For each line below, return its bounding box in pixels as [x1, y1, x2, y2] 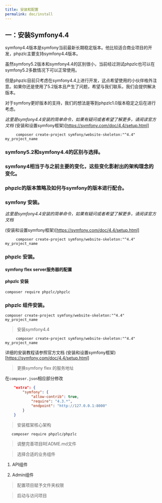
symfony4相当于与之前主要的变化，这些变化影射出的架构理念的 [5, 163, 154, 170]
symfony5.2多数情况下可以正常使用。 [5, 67, 80, 73]
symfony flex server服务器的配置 [5, 266, 72, 272]
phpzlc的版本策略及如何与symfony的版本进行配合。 [5, 185, 127, 191]
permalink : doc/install [5, 12, 53, 17]
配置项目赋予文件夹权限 [16, 482, 64, 488]
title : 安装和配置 [5, 7, 39, 12]
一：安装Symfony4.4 [5, 31, 69, 39]
